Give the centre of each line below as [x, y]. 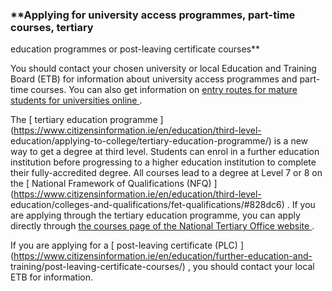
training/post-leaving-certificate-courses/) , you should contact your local [162, 267]
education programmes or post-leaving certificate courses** [135, 49]
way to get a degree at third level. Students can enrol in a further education [165, 152]
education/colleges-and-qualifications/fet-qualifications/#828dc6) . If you [163, 205]
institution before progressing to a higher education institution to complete [163, 162]
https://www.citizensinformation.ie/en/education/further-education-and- [163, 256]
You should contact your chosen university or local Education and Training [163, 69]
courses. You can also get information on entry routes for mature [164, 90]
